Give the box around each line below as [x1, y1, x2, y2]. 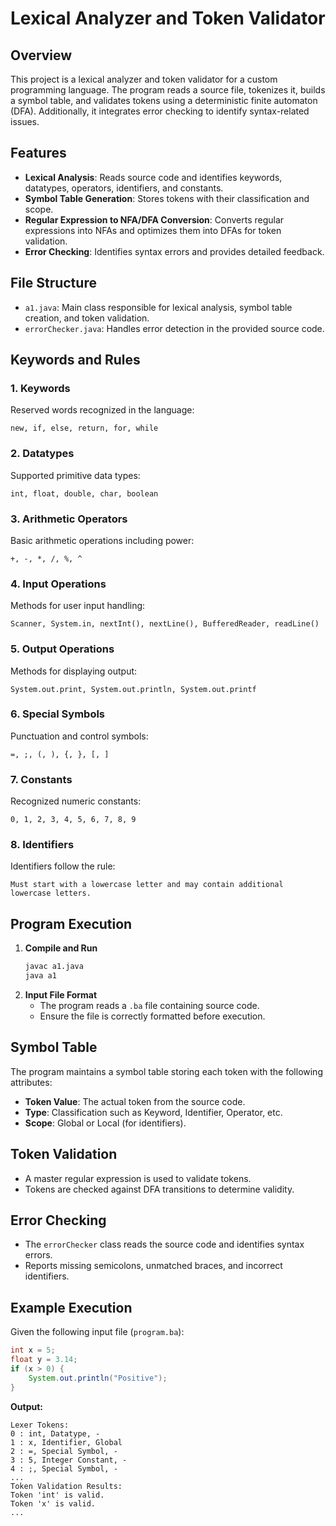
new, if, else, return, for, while [10, 423, 159, 434]
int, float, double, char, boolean [10, 488, 159, 499]
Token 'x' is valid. [10, 1498, 97, 1509]
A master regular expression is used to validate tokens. [24, 1172, 252, 1184]
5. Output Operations [10, 642, 115, 656]
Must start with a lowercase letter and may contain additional [10, 880, 284, 890]
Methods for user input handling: [10, 600, 146, 612]
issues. [10, 116, 40, 127]
